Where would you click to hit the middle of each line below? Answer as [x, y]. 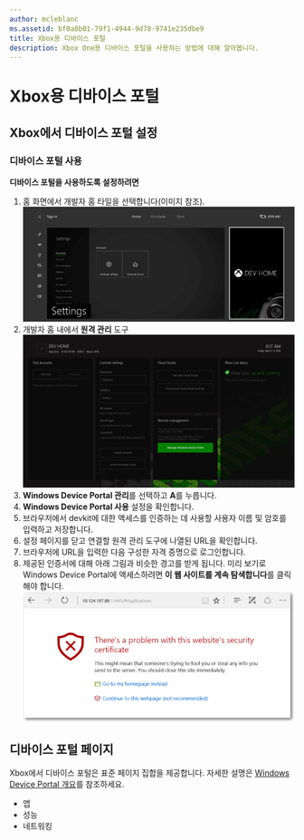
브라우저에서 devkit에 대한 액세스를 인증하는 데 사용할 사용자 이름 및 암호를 [154, 518]
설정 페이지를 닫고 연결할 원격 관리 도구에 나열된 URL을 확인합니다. [140, 541]
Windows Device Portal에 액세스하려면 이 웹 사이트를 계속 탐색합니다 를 [148, 574]
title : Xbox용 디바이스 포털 [57, 38]
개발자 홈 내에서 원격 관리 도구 [76, 330]
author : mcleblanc [44, 19]
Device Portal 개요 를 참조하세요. [67, 785]
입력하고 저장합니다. [57, 529]
